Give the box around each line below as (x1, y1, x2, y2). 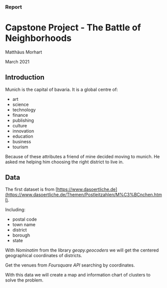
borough (12, 232, 30, 238)
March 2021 (5, 58, 30, 64)
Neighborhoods (5, 32, 72, 44)
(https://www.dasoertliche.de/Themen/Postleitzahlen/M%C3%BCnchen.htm (5, 192, 162, 198)
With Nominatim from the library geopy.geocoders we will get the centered (5, 247, 159, 253)
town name (12, 222, 36, 228)
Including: (5, 207, 26, 213)
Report (5, 3, 22, 10)
